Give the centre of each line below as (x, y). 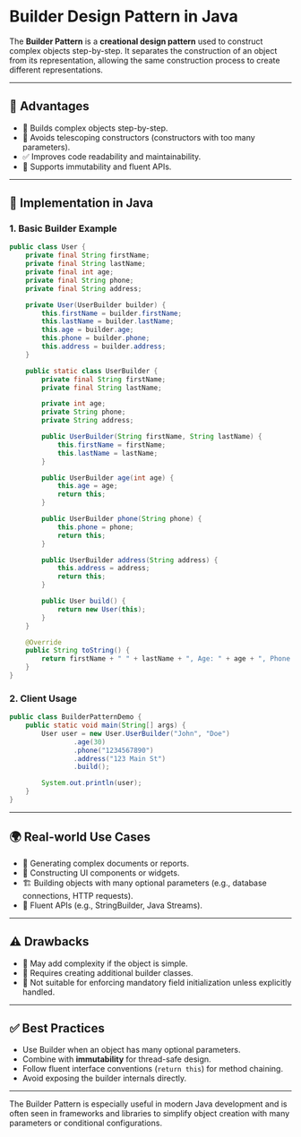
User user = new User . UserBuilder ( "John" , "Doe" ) (136, 733)
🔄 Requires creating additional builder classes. (108, 972)
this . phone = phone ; (95, 527)
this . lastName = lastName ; (107, 453)
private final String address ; (84, 288)
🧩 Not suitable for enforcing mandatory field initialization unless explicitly (157, 982)
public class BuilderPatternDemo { (76, 717)
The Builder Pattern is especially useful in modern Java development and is (148, 1104)
